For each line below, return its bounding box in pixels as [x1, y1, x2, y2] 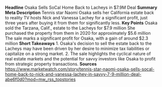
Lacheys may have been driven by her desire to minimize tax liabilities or [5, 46, 150, 51]
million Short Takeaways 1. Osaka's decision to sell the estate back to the [5, 41, 152, 46]
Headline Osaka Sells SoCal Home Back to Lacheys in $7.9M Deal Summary [5, 5, 158, 10]
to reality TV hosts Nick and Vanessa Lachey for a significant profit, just [5, 15, 147, 20]
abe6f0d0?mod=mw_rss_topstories [5, 76, 76, 82]
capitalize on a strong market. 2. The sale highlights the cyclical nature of [5, 51, 151, 57]
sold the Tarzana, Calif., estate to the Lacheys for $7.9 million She [5, 25, 135, 31]
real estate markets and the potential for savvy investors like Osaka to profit [5, 56, 156, 61]
